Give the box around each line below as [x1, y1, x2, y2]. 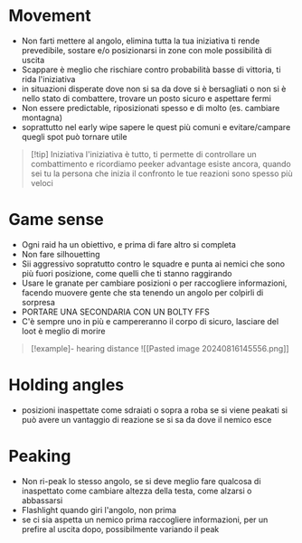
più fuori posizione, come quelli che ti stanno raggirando [21, 267, 232, 278]
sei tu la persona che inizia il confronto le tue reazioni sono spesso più [30, 168, 293, 179]
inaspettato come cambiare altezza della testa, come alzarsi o [21, 485, 252, 496]
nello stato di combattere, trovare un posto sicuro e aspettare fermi [21, 92, 272, 104]
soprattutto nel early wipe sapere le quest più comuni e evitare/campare [21, 121, 291, 132]
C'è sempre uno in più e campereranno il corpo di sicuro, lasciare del [21, 315, 279, 326]
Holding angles [8, 375, 124, 396]
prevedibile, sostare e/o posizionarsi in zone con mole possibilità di [21, 44, 272, 55]
